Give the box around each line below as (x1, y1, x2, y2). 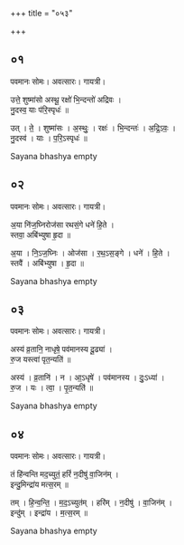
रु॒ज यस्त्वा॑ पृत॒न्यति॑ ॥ (10, 354, 71, 365)
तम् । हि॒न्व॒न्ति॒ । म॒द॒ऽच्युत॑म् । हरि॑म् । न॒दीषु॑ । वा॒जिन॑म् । (10, 497, 173, 508)
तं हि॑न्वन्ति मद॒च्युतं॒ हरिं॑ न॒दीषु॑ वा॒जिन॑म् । (10, 469, 120, 480)
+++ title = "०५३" (10, 8, 73, 18)
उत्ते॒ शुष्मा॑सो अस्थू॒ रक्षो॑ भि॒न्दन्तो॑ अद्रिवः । (10, 94, 122, 105)
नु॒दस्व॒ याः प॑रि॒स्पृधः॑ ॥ (10, 104, 69, 115)
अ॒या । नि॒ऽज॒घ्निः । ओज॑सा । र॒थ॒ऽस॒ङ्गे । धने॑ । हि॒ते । (10, 247, 170, 258)
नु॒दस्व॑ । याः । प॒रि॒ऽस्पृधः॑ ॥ (10, 132, 88, 143)
